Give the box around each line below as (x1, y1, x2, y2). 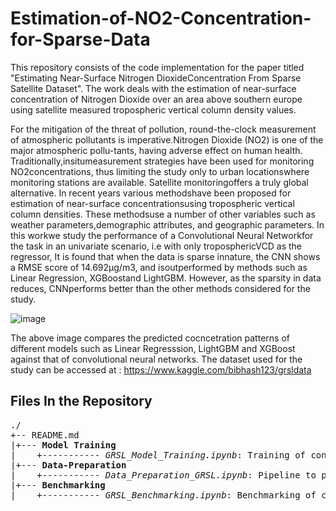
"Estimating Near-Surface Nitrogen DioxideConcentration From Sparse (10, 72, 302, 84)
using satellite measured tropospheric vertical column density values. (10, 103, 297, 116)
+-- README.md (10, 429, 80, 441)
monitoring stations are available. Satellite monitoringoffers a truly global (10, 176, 309, 188)
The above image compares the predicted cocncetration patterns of (10, 332, 290, 344)
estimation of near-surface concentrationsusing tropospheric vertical (10, 197, 295, 209)
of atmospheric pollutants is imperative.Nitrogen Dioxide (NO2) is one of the (10, 133, 324, 146)
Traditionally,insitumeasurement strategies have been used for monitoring (10, 155, 315, 167)
